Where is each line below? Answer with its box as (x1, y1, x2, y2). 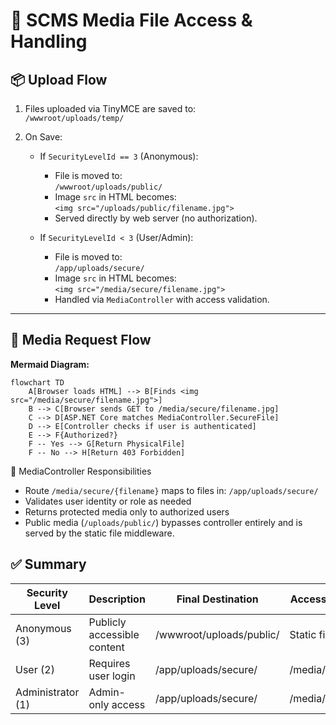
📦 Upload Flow (10, 71, 108, 88)
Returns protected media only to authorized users (24, 505, 230, 518)
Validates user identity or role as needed (24, 495, 192, 507)
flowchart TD (10, 377, 65, 388)
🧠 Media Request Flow (10, 332, 152, 349)
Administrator (15, 685, 80, 699)
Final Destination (176, 592, 259, 606)
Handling (10, 30, 88, 53)
